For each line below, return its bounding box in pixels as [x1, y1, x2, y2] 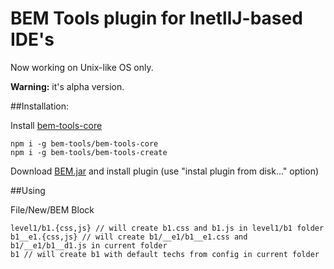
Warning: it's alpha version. [10, 80, 125, 92]
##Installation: [10, 100, 69, 112]
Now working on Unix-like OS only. [10, 61, 154, 73]
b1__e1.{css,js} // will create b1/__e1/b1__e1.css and [10, 232, 248, 242]
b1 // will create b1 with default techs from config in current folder [10, 249, 320, 259]
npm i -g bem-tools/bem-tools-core [10, 138, 159, 149]
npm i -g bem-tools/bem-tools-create [10, 147, 168, 157]
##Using [10, 184, 46, 196]
